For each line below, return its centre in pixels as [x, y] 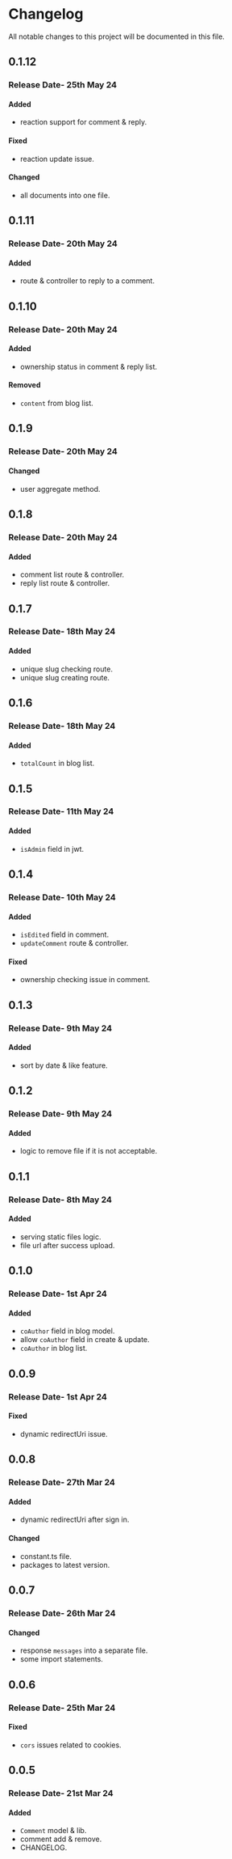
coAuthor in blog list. [54, 1349]
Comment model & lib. [53, 1831]
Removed [25, 385]
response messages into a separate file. [84, 1650]
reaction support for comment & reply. [83, 122]
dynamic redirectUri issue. [64, 1433]
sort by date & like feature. [64, 1065]
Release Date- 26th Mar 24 [62, 1613]
